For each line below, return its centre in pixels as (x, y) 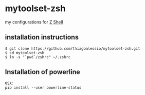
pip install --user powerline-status (43, 87)
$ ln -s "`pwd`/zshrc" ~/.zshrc (38, 57)
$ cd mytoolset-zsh (25, 53)
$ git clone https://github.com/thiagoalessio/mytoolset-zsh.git (72, 48)
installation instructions (42, 37)
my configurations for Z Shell (34, 22)
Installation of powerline (43, 72)
